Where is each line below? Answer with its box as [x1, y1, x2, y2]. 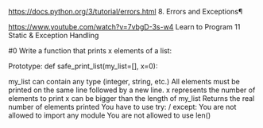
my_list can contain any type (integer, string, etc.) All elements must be [8, 77, 240, 86]
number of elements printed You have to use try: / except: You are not [8, 103, 237, 111]
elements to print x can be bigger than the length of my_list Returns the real [8, 94, 255, 103]
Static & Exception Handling [8, 31, 99, 40]
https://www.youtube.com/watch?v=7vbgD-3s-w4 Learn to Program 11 [8, 22, 241, 31]
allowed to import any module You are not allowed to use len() [8, 111, 211, 120]
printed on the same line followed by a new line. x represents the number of [8, 85, 256, 95]
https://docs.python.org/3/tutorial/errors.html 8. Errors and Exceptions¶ [8, 7, 243, 16]
